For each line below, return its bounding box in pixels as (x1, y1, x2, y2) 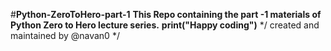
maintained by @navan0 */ (10, 30, 120, 41)
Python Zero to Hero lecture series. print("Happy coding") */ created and (10, 19, 320, 31)
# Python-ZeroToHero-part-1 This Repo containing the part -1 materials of (10, 9, 322, 20)
